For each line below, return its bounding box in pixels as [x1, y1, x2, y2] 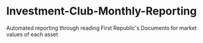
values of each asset [6, 30, 59, 38]
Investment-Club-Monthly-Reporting [6, 4, 197, 18]
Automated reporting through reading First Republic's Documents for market [6, 24, 197, 31]
